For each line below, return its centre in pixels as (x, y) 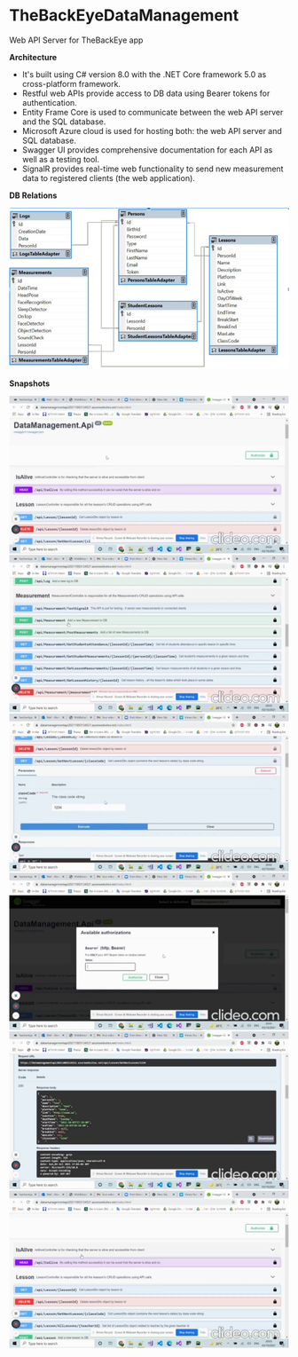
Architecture (33, 57)
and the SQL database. (64, 122)
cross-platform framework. (71, 83)
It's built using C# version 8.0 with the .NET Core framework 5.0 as (144, 74)
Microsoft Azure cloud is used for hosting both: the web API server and (152, 130)
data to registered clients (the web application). (108, 178)
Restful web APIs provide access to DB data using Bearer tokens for (146, 93)
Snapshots (30, 383)
